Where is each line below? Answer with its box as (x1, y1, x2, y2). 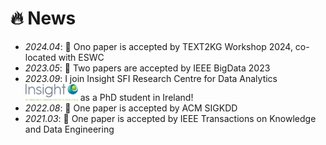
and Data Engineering (24, 123, 115, 135)
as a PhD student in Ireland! (79, 91, 194, 103)
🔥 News (10, 7, 77, 30)
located (24, 51, 57, 63)
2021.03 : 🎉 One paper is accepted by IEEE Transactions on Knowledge (24, 112, 317, 124)
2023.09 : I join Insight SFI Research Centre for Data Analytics (24, 72, 278, 84)
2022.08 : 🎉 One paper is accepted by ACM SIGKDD (24, 102, 238, 114)
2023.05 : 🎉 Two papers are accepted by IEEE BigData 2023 (24, 62, 271, 74)
